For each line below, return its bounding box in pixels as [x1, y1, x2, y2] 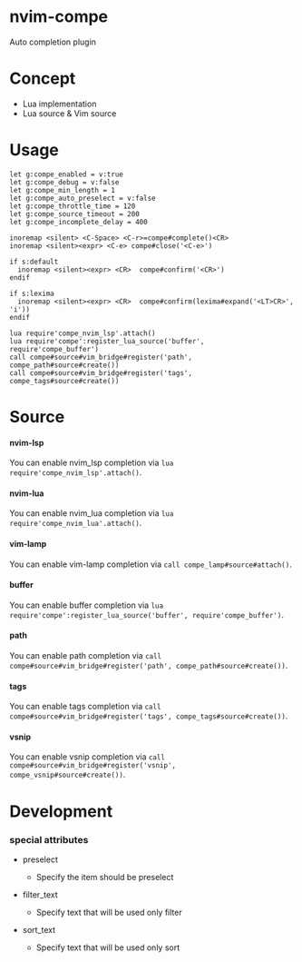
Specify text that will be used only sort [35, 942, 180, 953]
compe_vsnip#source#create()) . [9, 769, 126, 780]
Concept [9, 68, 76, 89]
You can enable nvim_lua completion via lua [9, 508, 174, 519]
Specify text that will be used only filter [35, 907, 183, 917]
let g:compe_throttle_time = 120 [9, 202, 136, 211]
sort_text [22, 924, 56, 935]
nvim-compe [9, 6, 109, 27]
